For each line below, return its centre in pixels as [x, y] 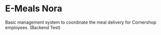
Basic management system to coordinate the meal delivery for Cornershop [81, 22]
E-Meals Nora [34, 9]
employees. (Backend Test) [33, 27]
